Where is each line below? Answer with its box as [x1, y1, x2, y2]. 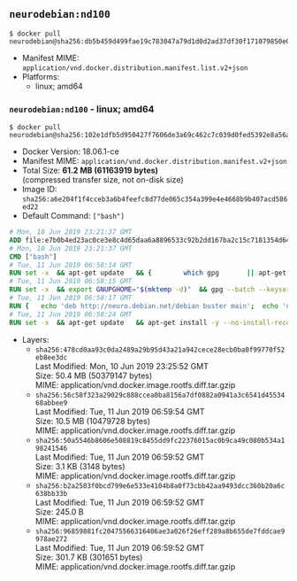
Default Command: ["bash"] [21, 211, 126, 221]
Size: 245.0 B [34, 506, 84, 517]
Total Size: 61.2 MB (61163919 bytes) [21, 165, 159, 176]
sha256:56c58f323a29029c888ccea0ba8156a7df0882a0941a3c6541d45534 [34, 391, 286, 399]
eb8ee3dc [34, 352, 68, 362]
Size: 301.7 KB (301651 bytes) [34, 552, 143, 562]
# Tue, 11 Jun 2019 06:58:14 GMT [9, 260, 133, 269]
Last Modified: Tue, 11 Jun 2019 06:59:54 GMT [34, 406, 205, 416]
